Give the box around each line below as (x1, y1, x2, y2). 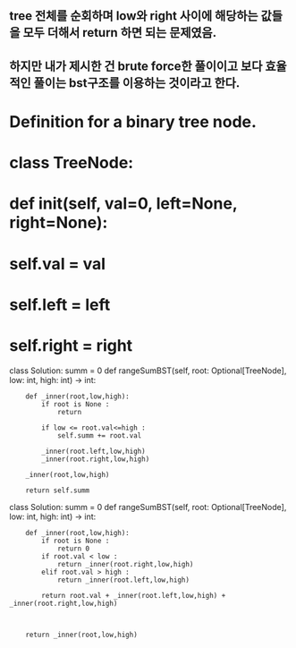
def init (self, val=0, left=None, (9, 193, 238, 214)
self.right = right (9, 335, 133, 355)
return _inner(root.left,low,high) (56, 576, 190, 584)
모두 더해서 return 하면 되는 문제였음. (22, 25, 217, 40)
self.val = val (9, 253, 106, 274)
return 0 (56, 544, 90, 553)
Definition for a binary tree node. (9, 111, 258, 132)
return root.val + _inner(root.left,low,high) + (41, 591, 226, 600)
